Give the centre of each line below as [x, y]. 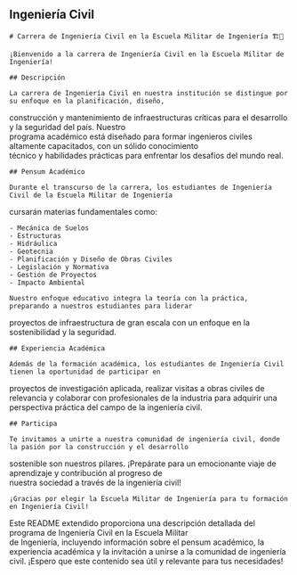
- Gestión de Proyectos [53, 275]
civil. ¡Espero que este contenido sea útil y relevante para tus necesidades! [146, 561]
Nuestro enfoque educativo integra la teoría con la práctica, [129, 298]
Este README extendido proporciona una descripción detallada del [132, 523]
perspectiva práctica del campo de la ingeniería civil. [106, 407]
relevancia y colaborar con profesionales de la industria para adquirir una [143, 398]
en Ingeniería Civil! [49, 506]
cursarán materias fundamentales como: [84, 211]
